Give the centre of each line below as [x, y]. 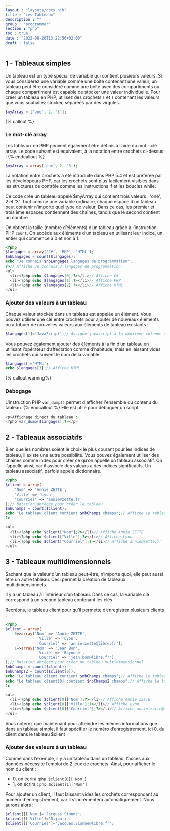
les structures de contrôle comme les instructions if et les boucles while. [81, 186]
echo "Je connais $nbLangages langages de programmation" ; [69, 261]
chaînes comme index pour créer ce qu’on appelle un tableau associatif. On [84, 460]
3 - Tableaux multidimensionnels [58, 562]
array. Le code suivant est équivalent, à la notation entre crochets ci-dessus [84, 151]
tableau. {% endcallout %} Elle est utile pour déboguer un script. [73, 407]
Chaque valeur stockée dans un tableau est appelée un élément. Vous [78, 314]
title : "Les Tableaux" [30, 15]
